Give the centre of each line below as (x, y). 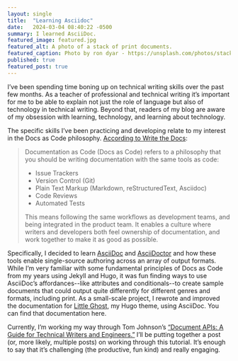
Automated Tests (60, 203)
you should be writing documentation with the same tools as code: (122, 159)
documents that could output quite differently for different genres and (109, 290)
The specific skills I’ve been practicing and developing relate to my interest (117, 130)
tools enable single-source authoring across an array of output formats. (112, 260)
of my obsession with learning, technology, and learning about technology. (116, 117)
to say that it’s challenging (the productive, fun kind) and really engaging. (114, 349)
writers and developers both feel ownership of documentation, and (122, 231)
